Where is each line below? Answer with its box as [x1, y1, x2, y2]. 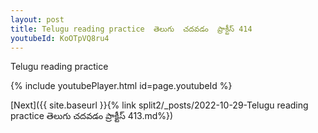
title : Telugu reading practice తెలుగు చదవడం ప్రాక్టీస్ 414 [10, 24, 253, 34]
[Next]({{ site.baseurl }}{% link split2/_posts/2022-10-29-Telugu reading [10, 99, 309, 111]
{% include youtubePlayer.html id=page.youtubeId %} [10, 80, 233, 92]
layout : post [10, 14, 65, 25]
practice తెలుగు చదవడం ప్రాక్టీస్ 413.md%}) [10, 110, 174, 122]
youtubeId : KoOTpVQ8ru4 [10, 33, 110, 43]
